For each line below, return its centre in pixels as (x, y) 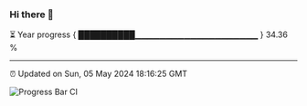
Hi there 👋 (32, 14)
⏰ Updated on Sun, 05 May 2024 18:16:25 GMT (99, 74)
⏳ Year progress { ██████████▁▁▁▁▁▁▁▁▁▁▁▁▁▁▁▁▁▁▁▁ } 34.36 (148, 34)
